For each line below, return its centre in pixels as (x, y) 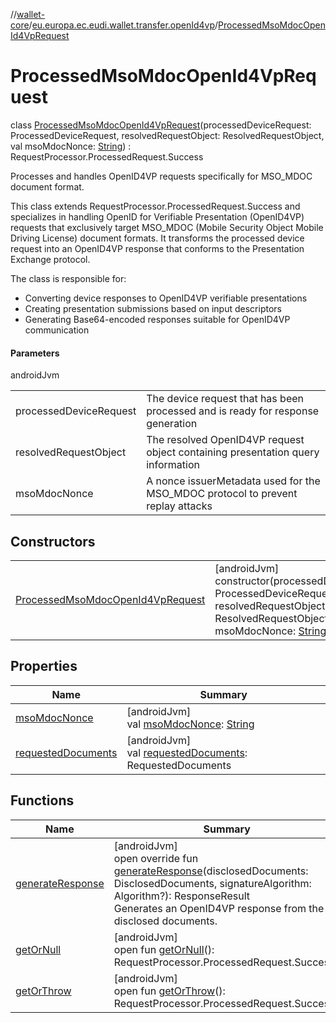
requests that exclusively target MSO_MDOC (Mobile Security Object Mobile (167, 227)
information (173, 465)
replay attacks (179, 506)
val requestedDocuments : (187, 752)
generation (172, 424)
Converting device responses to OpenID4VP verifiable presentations (166, 298)
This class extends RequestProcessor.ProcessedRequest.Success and (155, 206)
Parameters (35, 353)
